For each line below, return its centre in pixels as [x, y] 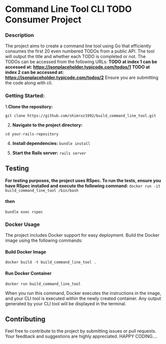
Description [20, 35]
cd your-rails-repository [32, 134]
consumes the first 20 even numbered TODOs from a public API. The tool [80, 51]
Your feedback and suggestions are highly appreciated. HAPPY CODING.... [81, 337]
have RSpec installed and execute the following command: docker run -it [83, 186]
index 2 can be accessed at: [35, 72]
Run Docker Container [28, 273]
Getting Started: [25, 96]
